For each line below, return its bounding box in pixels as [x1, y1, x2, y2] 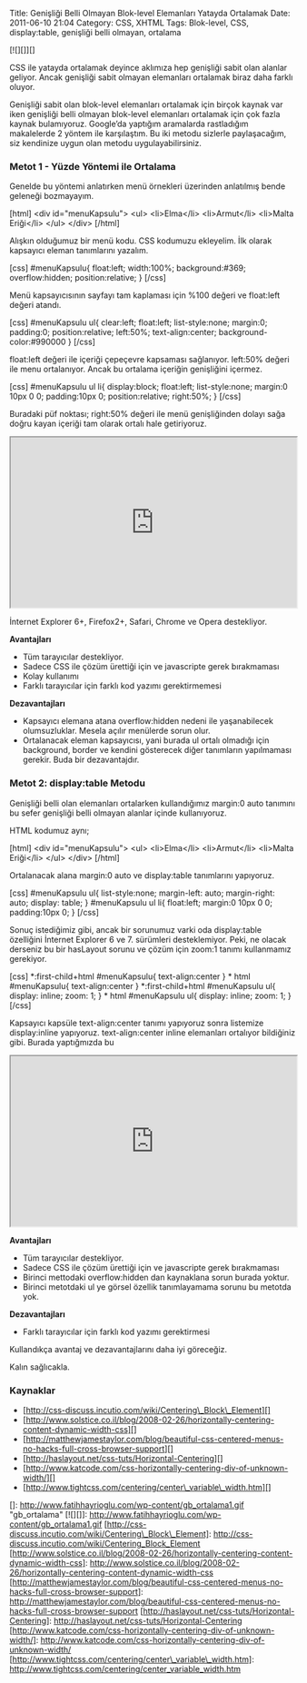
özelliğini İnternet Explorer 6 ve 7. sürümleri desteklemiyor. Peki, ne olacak [9, 934, 287, 945]
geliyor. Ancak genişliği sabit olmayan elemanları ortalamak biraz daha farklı [9, 72, 293, 83]
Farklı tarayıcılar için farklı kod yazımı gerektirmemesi [22, 680, 223, 691]
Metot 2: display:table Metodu [9, 777, 145, 789]
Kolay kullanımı [22, 671, 79, 682]
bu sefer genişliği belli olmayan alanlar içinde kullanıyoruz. [9, 807, 227, 818]
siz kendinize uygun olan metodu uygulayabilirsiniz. [9, 138, 203, 148]
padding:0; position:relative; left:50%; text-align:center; [9, 327, 217, 338]
